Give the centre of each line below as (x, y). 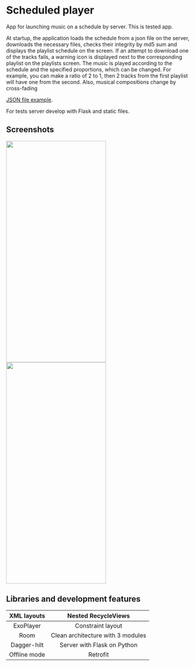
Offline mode (27, 654)
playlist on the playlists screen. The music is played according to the (89, 63)
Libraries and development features (73, 599)
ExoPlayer (27, 625)
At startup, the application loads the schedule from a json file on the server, (98, 38)
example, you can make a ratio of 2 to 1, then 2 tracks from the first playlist (97, 76)
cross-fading (22, 88)
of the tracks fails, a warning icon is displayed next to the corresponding (94, 57)
